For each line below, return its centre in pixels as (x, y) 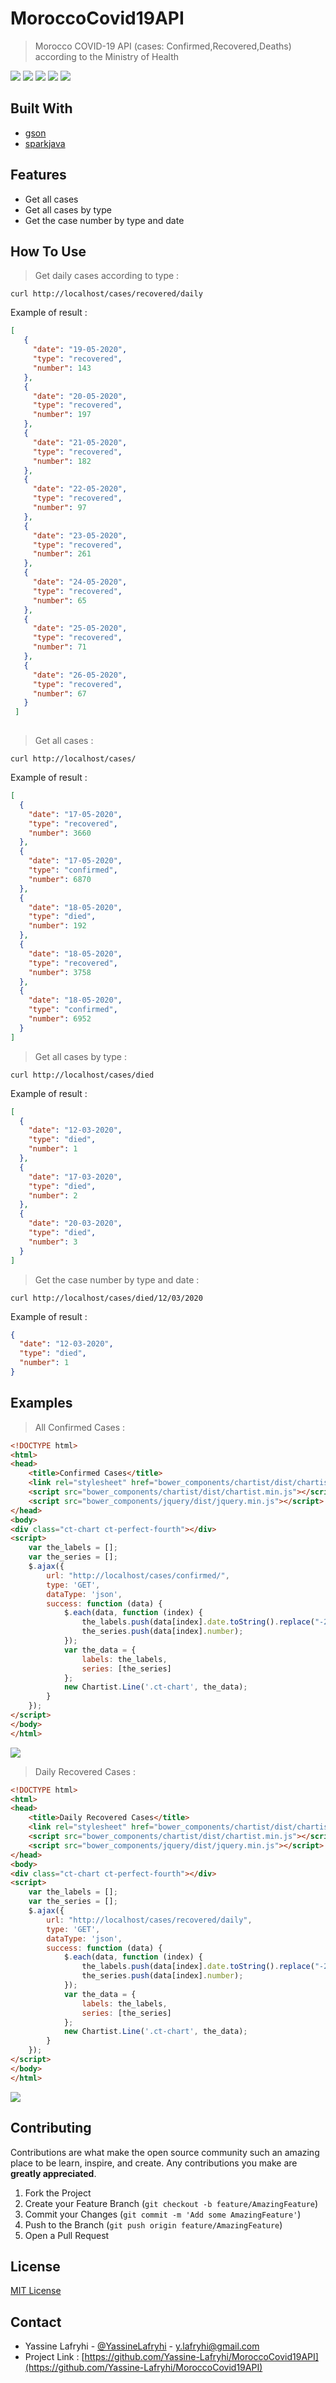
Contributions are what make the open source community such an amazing (165, 2152)
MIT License (36, 2291)
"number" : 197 (62, 415)
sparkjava (45, 143)
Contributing (51, 2128)
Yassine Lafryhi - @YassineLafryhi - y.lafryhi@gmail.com (142, 2346)
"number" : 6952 (60, 1019)
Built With (41, 108)
